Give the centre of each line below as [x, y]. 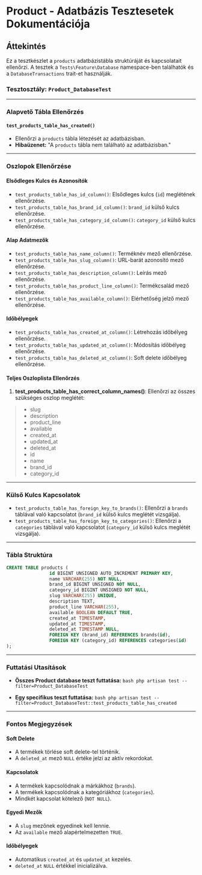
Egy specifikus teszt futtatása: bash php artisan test [83, 697]
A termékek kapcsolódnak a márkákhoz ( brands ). [75, 786]
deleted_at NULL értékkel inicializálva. [61, 865]
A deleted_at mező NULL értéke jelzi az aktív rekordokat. [84, 758]
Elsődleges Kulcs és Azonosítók [47, 181]
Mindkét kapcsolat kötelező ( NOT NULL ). [63, 798]
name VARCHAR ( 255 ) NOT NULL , [85, 579]
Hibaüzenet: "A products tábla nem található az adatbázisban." [93, 145]
